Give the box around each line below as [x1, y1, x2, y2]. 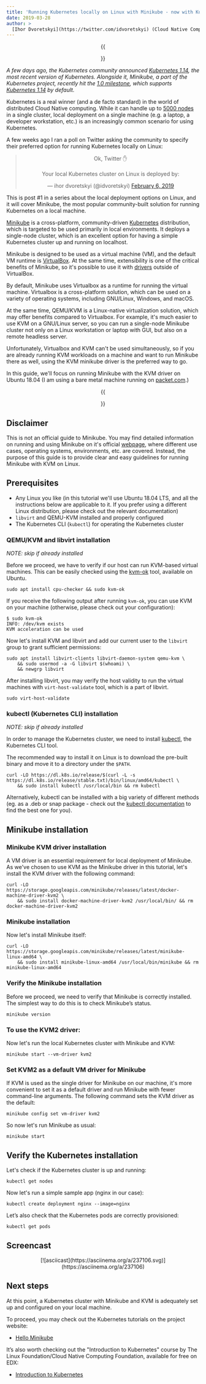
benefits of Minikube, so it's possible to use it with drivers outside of [6, 263, 179, 271]
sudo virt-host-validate [6, 695, 70, 702]
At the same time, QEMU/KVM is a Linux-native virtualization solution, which [6, 307, 199, 314]
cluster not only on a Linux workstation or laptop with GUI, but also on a [6, 327, 187, 334]
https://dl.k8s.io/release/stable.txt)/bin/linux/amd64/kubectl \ [6, 778, 180, 784]
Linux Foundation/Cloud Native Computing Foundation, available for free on [6, 1352, 197, 1359]
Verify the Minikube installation [6, 979, 102, 988]
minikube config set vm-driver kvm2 [6, 1111, 100, 1117]
